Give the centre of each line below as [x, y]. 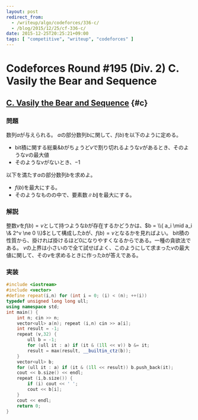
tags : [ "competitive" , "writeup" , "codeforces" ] [70, 39]
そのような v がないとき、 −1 [47, 162]
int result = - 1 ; [38, 329]
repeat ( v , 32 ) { [37, 334]
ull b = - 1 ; [42, 340]
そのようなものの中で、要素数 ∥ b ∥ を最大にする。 [75, 195]
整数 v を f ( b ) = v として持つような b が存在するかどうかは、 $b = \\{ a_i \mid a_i [99, 226]
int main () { [22, 312]
